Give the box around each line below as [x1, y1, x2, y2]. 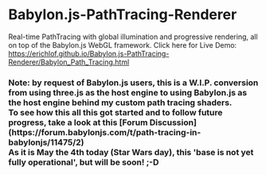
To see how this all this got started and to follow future [8, 107, 223, 118]
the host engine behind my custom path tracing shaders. [8, 97, 233, 108]
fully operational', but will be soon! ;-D [8, 157, 159, 168]
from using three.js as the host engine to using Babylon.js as [8, 87, 248, 98]
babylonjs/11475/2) [8, 137, 84, 148]
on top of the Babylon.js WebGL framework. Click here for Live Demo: [8, 40, 237, 49]
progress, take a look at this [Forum [8, 117, 148, 128]
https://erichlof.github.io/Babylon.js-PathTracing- [8, 49, 170, 58]
